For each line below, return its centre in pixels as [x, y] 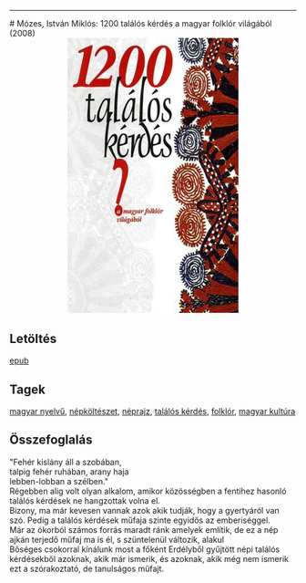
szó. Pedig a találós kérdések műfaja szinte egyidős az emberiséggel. [140, 520]
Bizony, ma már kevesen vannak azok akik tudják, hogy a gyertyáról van [144, 510]
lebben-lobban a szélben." [59, 481]
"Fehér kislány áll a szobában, [66, 462]
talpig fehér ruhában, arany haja [69, 472]
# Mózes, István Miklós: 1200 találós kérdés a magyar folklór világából [141, 23]
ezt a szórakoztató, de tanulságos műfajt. [87, 568]
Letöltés [33, 338]
